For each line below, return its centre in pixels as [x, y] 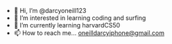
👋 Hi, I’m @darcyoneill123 [50, 11]
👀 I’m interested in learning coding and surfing [80, 18]
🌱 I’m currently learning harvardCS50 [67, 25]
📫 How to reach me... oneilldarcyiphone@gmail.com [89, 33]
